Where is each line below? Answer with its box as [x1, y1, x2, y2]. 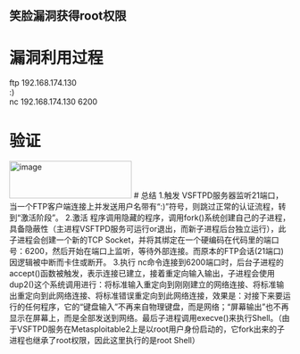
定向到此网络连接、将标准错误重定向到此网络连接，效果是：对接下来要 [24, 291, 283, 301]
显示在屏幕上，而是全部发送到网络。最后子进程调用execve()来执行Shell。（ [9, 313, 283, 324]
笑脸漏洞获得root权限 [9, 8, 127, 24]
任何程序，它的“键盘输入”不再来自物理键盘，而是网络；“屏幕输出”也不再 [24, 301, 289, 312]
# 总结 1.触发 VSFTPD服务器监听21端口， [133, 190, 284, 201]
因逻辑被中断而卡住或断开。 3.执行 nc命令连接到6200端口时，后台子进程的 [9, 257, 284, 268]
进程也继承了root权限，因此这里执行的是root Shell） [9, 335, 200, 346]
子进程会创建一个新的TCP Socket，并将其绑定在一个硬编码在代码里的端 [9, 235, 272, 245]
